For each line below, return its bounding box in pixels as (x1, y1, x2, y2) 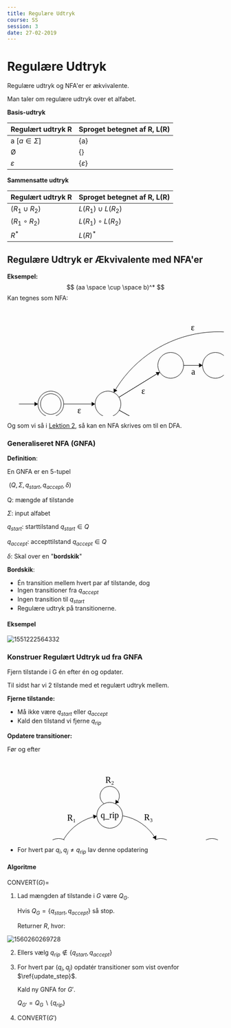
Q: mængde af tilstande (7, 496, 74, 504)
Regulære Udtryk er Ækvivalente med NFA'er (7, 254, 203, 265)
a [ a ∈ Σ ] (10, 136, 42, 146)
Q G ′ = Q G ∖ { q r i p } (16, 998, 65, 1009)
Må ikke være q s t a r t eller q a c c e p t (16, 708, 108, 718)
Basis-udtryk (7, 108, 46, 117)
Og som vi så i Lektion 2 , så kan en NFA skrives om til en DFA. (7, 421, 182, 430)
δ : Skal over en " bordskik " (7, 552, 82, 560)
